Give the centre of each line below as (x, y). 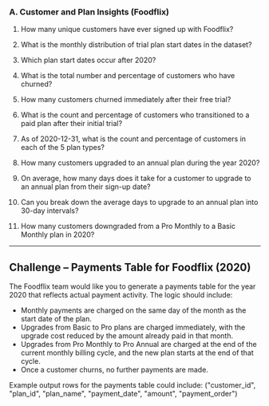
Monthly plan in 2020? (57, 235)
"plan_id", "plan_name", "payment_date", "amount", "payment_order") (123, 394)
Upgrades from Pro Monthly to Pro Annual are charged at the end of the (139, 345)
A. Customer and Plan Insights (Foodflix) (89, 12)
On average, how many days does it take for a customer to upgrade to (136, 179)
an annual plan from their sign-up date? (85, 187)
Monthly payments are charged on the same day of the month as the (133, 310)
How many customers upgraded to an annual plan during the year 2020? (140, 163)
